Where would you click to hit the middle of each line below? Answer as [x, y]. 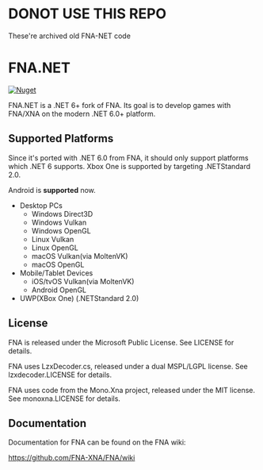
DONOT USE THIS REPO [88, 14]
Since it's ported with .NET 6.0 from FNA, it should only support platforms [129, 158]
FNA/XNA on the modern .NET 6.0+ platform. [82, 114]
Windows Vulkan [59, 222]
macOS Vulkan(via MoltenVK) [80, 256]
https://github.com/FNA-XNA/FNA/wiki [72, 458]
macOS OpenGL [58, 264]
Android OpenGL [59, 290]
